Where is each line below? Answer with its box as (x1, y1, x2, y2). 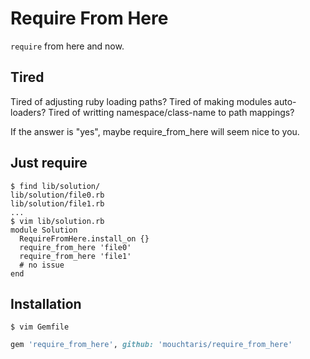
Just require (10, 155, 88, 172)
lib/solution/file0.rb (10, 190, 105, 200)
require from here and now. (10, 40, 125, 52)
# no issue (19, 260, 65, 270)
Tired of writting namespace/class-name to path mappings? (48, 106, 295, 118)
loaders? (10, 106, 47, 118)
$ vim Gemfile (10, 322, 70, 332)
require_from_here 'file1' (19, 251, 132, 261)
